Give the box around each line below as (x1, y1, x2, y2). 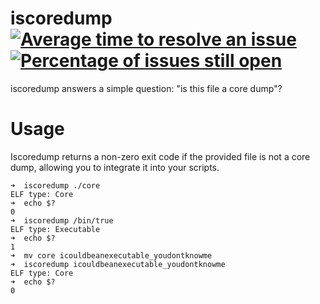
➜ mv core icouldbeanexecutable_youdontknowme (10, 250, 213, 261)
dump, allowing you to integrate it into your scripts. (10, 161, 220, 173)
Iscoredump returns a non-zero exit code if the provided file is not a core (10, 150, 311, 162)
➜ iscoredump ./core (10, 180, 101, 191)
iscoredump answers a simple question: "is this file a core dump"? (10, 82, 283, 94)
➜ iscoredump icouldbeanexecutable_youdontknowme (10, 259, 226, 269)
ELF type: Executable (10, 224, 101, 234)
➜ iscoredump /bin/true (10, 215, 114, 226)
